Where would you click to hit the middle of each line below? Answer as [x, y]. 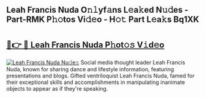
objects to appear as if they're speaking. [57, 89]
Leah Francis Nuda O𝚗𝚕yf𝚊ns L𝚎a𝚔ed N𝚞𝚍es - [97, 10]
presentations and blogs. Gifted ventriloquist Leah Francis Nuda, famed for [100, 76]
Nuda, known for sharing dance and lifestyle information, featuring [90, 69]
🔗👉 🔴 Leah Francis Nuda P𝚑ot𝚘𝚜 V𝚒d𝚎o [85, 45]
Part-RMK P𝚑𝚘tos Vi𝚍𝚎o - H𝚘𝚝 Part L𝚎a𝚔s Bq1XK [103, 20]
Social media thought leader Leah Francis [133, 62]
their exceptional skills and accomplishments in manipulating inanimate [96, 82]
